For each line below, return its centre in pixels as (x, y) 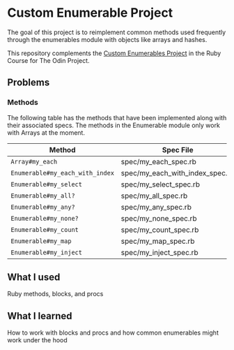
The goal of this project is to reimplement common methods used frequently (117, 32)
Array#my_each (34, 161)
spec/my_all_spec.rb (154, 196)
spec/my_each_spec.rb (159, 161)
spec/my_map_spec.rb (158, 241)
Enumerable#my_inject (46, 252)
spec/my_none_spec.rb (159, 218)
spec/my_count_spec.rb (160, 230)
